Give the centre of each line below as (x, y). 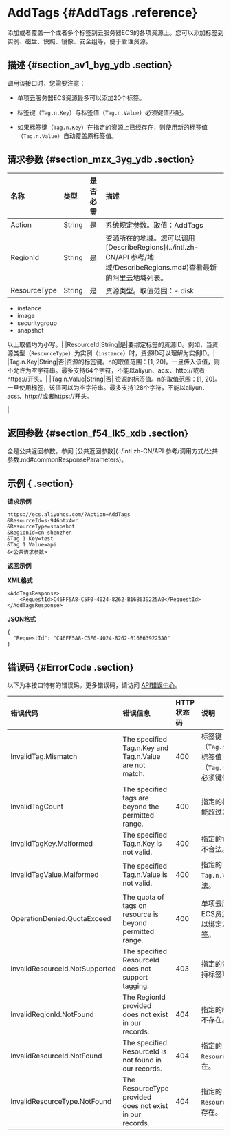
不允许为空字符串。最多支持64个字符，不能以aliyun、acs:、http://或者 (106, 370)
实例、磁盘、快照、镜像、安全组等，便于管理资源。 (79, 41)
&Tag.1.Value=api (32, 545)
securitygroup (37, 323)
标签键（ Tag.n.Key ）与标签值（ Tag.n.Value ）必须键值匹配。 (102, 112)
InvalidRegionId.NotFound (52, 1014)
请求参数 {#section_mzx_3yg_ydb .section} (101, 160)
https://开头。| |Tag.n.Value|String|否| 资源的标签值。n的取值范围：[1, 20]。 (114, 379)
